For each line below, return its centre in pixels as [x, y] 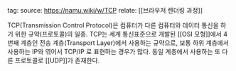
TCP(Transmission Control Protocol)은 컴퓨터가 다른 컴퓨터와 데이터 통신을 [113, 25]
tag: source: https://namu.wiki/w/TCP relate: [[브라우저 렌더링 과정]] [105, 10]
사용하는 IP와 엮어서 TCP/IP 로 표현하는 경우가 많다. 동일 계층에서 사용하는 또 [114, 52]
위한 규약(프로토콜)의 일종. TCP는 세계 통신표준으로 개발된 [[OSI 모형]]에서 [118, 34]
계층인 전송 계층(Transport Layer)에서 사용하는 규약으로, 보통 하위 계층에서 [125, 43]
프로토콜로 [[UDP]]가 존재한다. [57, 60]
